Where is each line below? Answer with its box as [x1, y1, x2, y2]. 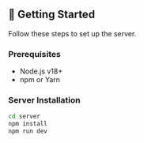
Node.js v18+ [19, 66, 63, 76]
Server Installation [8, 95, 81, 106]
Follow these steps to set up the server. [8, 28, 137, 38]
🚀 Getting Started [8, 8, 96, 21]
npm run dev [8, 127, 47, 135]
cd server [8, 112, 41, 121]
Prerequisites [8, 48, 61, 59]
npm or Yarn [19, 75, 61, 85]
